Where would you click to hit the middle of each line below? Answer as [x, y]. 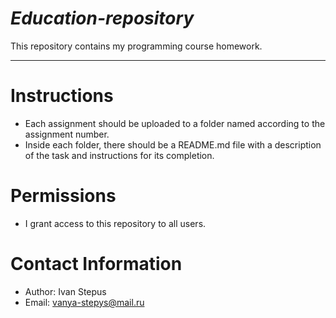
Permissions [63, 196]
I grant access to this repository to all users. [115, 223]
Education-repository [102, 18]
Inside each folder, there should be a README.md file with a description [173, 144]
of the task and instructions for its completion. [119, 155]
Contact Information [96, 264]
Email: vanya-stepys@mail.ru [84, 302]
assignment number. [67, 134]
